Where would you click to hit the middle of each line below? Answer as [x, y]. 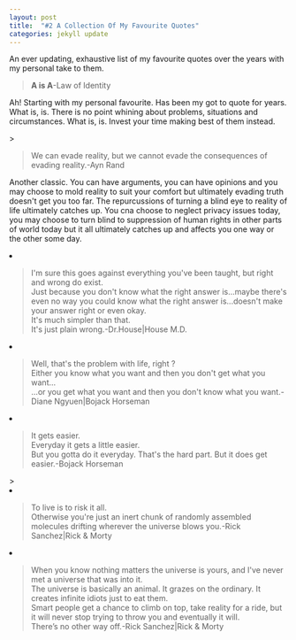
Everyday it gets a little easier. [85, 445]
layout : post [33, 17]
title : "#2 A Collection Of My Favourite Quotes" [104, 26]
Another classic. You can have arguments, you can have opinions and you [144, 182]
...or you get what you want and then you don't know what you [144, 392]
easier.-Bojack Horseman [77, 464]
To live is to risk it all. [69, 508]
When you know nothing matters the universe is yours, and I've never [157, 570]
